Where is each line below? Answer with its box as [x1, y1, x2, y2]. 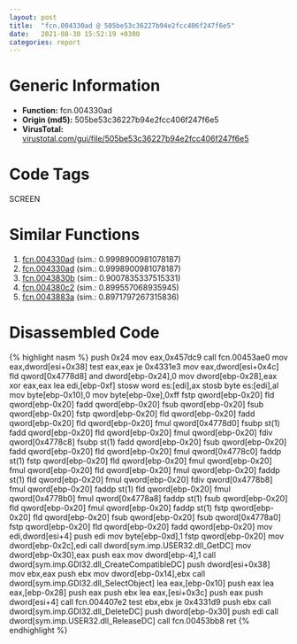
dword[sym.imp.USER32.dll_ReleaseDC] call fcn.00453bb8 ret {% [9, 616, 250, 625]
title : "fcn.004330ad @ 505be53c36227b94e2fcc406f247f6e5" [9, 21, 236, 30]
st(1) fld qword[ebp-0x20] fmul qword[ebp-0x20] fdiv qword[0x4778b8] [9, 475, 273, 485]
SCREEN [9, 194, 41, 205]
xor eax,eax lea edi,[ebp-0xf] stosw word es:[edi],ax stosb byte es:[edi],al [9, 380, 279, 391]
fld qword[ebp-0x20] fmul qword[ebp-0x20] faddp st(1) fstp [9, 502, 229, 513]
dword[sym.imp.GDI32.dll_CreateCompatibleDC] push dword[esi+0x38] [9, 559, 271, 570]
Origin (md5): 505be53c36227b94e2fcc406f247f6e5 [21, 114, 219, 125]
